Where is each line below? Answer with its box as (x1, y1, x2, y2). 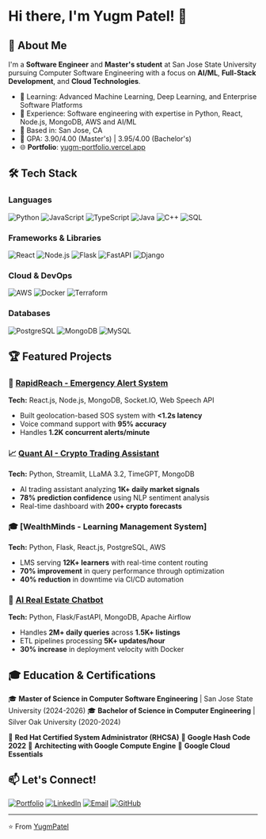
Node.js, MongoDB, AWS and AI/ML (19, 117, 137, 126)
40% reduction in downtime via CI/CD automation (19, 574, 184, 584)
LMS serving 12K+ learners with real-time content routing (19, 558, 208, 567)
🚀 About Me (8, 39, 67, 52)
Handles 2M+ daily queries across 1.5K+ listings (19, 627, 180, 637)
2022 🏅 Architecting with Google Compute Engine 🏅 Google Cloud (8, 741, 230, 750)
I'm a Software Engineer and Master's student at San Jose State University (8, 59, 257, 69)
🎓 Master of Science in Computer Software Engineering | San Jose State (8, 693, 253, 704)
